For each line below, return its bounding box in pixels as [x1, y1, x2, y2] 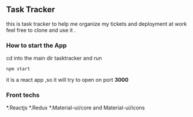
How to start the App [6, 41, 67, 49]
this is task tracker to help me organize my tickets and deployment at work [6, 20, 187, 27]
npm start [6, 66, 31, 72]
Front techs [6, 91, 40, 99]
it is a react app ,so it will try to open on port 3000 [6, 76, 129, 83]
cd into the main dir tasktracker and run [6, 55, 102, 62]
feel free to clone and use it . [6, 26, 76, 34]
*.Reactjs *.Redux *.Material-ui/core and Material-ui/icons [6, 104, 145, 111]
